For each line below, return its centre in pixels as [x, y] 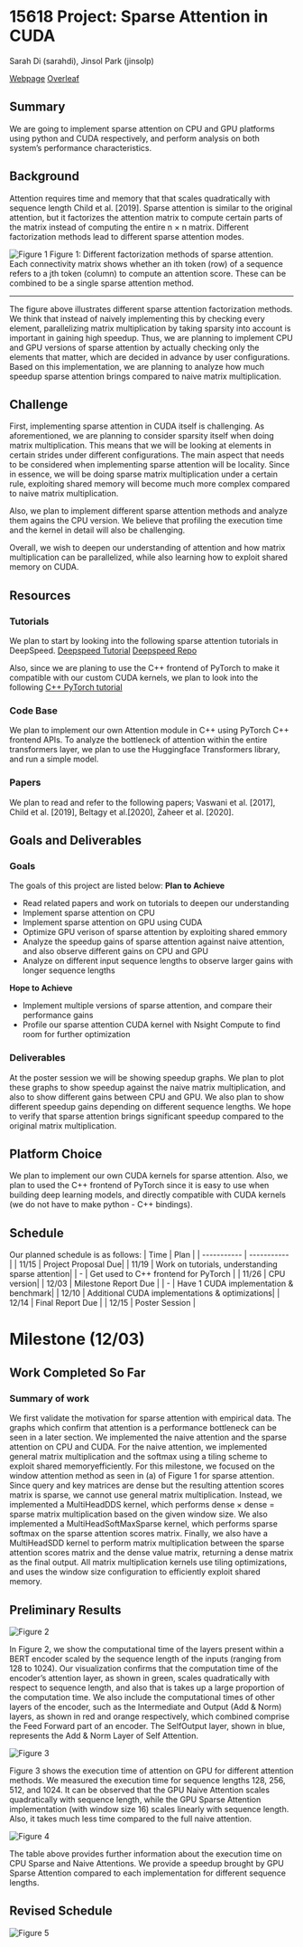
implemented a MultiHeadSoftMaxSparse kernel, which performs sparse [143, 1524]
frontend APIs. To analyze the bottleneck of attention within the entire [138, 740]
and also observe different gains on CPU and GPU [115, 951]
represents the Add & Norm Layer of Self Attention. [104, 1735]
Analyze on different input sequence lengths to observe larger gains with [158, 961]
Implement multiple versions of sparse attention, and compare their [147, 1006]
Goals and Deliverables [76, 841]
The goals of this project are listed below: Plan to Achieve [117, 886]
